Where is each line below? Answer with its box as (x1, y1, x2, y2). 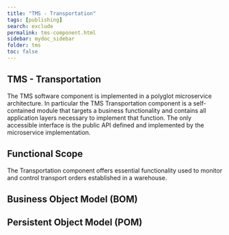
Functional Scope (7, 148, 83, 160)
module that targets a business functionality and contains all (36, 106, 206, 114)
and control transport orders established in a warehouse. (7, 173, 167, 182)
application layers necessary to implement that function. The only (7, 114, 192, 122)
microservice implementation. (7, 128, 91, 136)
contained (7, 106, 36, 114)
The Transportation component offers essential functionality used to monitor (7, 166, 223, 175)
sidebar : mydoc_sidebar (7, 36, 75, 42)
